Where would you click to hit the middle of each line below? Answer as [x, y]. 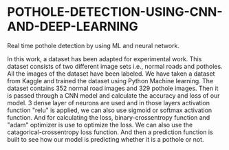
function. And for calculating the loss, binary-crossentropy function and [109, 117]
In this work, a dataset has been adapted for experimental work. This [105, 58]
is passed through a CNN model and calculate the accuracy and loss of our [113, 95]
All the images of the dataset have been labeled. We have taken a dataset [111, 74]
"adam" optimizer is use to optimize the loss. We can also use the [100, 125]
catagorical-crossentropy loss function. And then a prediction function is [110, 132]
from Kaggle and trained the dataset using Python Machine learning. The [110, 81]
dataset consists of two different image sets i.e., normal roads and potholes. [115, 66]
